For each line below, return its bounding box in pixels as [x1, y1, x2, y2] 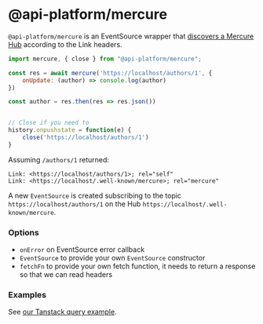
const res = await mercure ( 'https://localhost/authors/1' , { [8, 69, 213, 77]
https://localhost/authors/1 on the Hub [8, 198, 141, 209]
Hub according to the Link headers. [8, 39, 123, 49]
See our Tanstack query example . [8, 308, 117, 317]
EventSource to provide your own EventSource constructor [19, 253, 206, 263]
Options [8, 227, 39, 238]
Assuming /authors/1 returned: [8, 155, 110, 164]
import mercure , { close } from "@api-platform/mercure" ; [8, 55, 202, 63]
